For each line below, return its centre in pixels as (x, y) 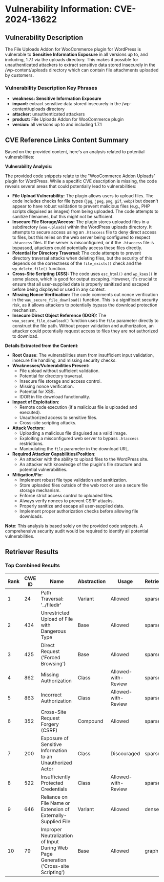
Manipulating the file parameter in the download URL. (74, 449)
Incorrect (51, 695)
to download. (25, 336)
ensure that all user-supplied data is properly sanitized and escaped (81, 284)
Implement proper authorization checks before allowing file (79, 511)
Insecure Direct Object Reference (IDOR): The (59, 315)
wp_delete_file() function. (39, 269)
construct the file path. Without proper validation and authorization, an (83, 326)
